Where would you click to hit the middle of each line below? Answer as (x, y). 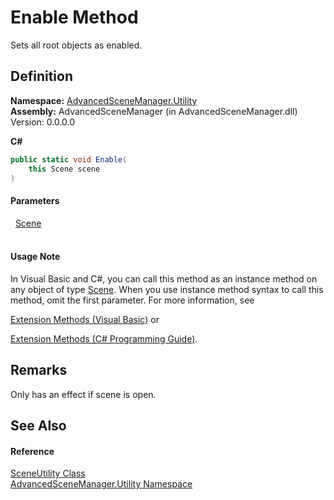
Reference (32, 451)
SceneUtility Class (48, 473)
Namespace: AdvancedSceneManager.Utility (104, 100)
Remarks (39, 370)
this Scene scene (64, 169)
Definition (41, 76)
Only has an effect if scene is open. (83, 394)
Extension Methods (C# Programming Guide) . (104, 338)
